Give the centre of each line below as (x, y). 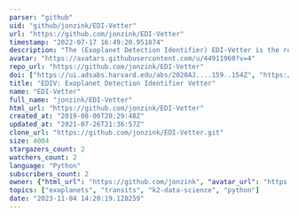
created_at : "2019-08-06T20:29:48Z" (77, 116)
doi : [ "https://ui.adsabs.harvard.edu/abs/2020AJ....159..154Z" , (132, 75)
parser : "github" (41, 17)
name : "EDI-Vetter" (45, 91)
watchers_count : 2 (43, 157)
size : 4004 (29, 141)
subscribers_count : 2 (49, 174)
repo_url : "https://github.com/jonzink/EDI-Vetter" (106, 67)
